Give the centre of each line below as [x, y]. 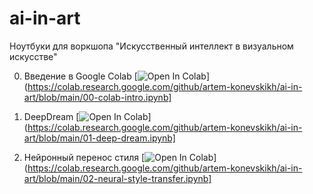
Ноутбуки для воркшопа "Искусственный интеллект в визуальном [151, 46]
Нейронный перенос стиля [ [84, 157]
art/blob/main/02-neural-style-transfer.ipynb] [117, 178]
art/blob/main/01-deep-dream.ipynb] [99, 138]
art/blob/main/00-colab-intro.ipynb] [97, 97]
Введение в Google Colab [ [80, 76]
